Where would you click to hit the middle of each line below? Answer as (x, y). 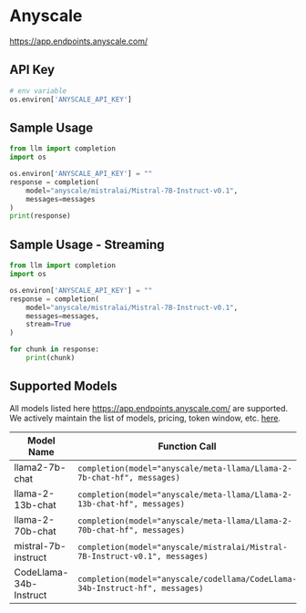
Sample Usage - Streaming (87, 244)
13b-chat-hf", (108, 504)
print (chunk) (51, 358)
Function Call (187, 446)
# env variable (38, 91)
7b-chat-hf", (105, 477)
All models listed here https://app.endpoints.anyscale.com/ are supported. (149, 408)
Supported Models (63, 386)
